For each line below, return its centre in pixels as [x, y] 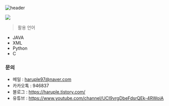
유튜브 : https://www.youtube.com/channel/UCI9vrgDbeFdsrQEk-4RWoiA [88, 98]
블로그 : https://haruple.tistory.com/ [49, 92]
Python [20, 48]
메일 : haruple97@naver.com [42, 79]
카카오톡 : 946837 [31, 86]
